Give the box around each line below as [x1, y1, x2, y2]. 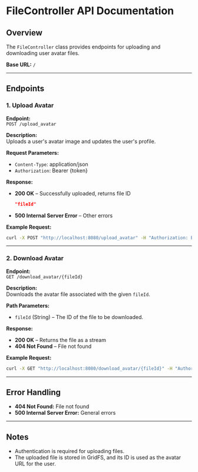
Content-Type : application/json [14, 161, 88, 168]
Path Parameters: [6, 302, 50, 309]
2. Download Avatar [6, 254, 64, 262]
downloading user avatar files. [6, 50, 80, 57]
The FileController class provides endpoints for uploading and [6, 43, 161, 50]
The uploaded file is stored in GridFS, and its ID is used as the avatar [14, 454, 181, 461]
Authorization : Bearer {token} [14, 167, 88, 174]
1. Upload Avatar [6, 102, 54, 110]
